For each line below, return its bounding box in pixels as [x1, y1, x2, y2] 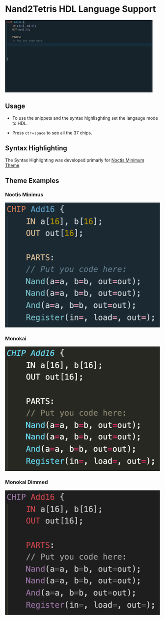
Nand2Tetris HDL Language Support [5, 3, 156, 15]
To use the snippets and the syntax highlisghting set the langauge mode [12, 115, 158, 121]
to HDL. [12, 120, 28, 126]
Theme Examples [5, 176, 59, 185]
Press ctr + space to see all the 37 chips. [12, 130, 92, 135]
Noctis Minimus [5, 191, 44, 198]
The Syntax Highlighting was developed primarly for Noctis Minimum [5, 157, 144, 163]
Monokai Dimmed [5, 479, 48, 485]
